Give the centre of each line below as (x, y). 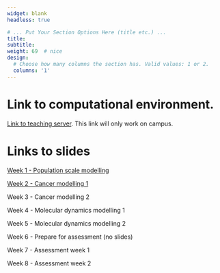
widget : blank (27, 13)
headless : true (29, 20)
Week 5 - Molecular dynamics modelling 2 (67, 223)
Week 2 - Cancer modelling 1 (48, 183)
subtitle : (21, 45)
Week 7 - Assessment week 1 (49, 250)
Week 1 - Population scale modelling (58, 170)
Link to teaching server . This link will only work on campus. (90, 123)
